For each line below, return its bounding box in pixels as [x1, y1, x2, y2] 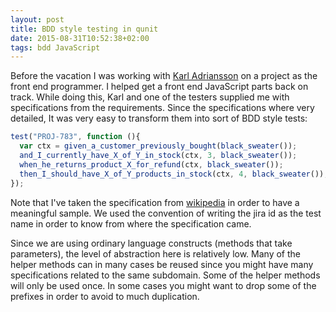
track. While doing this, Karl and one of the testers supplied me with [10, 91, 290, 103]
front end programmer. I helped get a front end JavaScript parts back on [10, 81, 309, 93]
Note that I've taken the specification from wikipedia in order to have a [10, 196, 300, 208]
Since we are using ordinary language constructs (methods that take [10, 237, 293, 249]
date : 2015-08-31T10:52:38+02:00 [10, 33, 150, 43]
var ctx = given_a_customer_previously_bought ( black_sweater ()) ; [19, 141, 298, 151]
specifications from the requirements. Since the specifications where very [10, 102, 315, 114]
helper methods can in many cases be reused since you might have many [10, 258, 314, 270]
